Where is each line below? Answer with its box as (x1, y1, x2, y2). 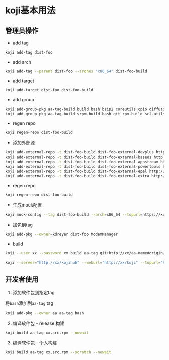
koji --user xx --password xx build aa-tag (5, 251, 98, 256)
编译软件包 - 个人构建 (12, 340, 57, 346)
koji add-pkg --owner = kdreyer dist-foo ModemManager (5, 232, 118, 237)
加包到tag (12, 222, 33, 228)
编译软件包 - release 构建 (12, 320, 65, 326)
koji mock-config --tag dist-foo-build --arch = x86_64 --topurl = (5, 212, 143, 217)
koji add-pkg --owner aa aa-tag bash (5, 310, 84, 316)
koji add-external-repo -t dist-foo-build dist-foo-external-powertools (5, 164, 161, 169)
